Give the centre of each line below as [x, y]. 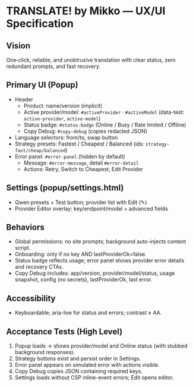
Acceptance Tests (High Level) [64, 331]
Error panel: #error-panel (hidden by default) [70, 156]
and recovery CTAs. [39, 267]
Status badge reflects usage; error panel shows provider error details [99, 261]
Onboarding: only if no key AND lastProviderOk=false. [80, 254]
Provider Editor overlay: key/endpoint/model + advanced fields [91, 208]
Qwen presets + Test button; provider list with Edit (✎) [81, 202]
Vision [18, 46]
